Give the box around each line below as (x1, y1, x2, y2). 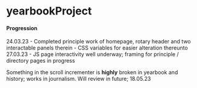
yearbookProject (6, 4, 92, 18)
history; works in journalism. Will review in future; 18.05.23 (6, 75, 151, 83)
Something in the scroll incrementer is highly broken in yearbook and (6, 69, 178, 76)
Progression (6, 24, 38, 31)
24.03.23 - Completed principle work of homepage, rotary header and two (6, 38, 191, 45)
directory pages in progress (6, 57, 75, 64)
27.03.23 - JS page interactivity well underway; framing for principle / (6, 51, 179, 58)
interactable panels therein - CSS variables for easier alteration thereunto (6, 44, 188, 52)
